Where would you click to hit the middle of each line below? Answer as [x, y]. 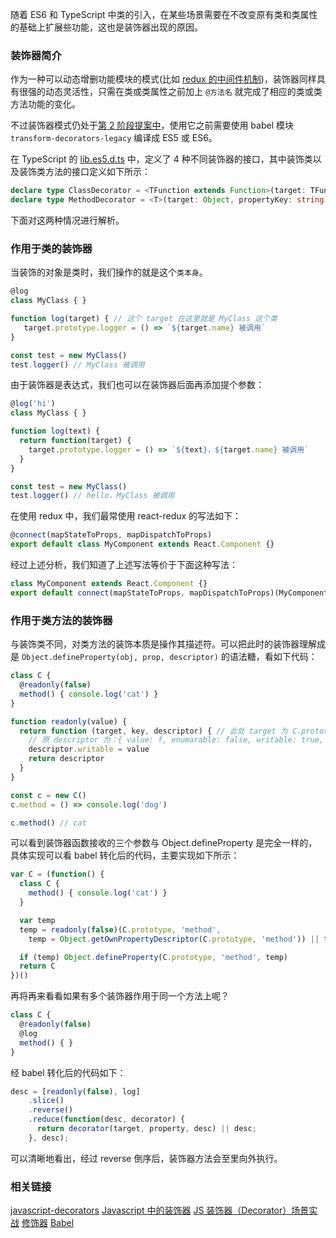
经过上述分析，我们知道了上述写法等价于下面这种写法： [124, 565]
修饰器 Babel [48, 1223]
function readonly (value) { [69, 721]
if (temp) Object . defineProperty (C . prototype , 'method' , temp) [153, 957]
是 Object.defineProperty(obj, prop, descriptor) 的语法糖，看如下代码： [164, 657]
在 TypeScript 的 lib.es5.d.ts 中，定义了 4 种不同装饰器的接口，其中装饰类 [161, 159]
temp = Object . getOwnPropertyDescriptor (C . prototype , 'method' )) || [174, 939]
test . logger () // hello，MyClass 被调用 [92, 496]
